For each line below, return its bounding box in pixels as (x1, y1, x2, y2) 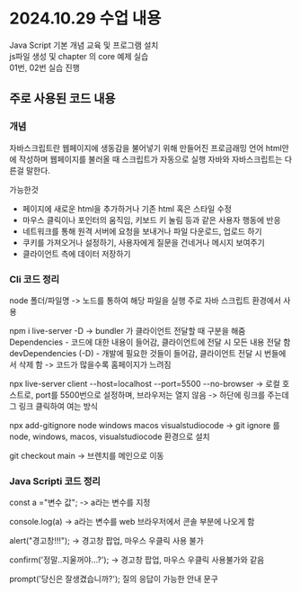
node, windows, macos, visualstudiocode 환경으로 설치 (9, 431, 210, 442)
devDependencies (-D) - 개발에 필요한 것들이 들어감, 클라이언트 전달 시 (9, 347, 262, 358)
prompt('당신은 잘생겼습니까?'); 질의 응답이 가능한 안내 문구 (9, 573, 218, 585)
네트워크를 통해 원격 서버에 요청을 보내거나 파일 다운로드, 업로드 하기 (22, 226, 262, 237)
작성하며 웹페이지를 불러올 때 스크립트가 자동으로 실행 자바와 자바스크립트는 (18, 154, 283, 165)
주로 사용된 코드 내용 (9, 91, 116, 106)
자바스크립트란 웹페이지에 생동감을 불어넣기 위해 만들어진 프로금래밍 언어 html (9, 142, 283, 153)
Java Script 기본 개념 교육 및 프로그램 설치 (9, 40, 159, 50)
